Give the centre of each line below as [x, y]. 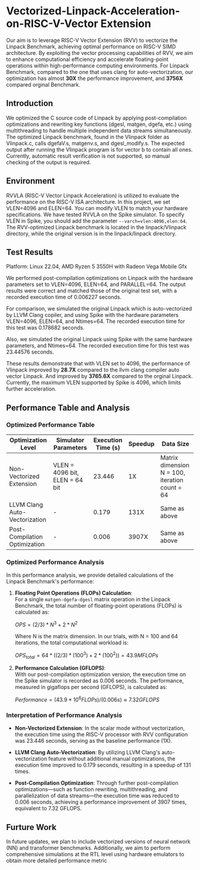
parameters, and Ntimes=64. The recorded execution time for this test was [98, 346]
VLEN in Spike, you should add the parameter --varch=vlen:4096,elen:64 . [97, 221]
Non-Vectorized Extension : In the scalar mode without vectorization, [100, 728]
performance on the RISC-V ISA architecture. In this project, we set [88, 202]
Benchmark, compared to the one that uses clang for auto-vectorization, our [100, 72]
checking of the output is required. [49, 162]
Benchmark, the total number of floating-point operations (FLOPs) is [99, 606]
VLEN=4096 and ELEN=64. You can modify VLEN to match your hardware [97, 208]
